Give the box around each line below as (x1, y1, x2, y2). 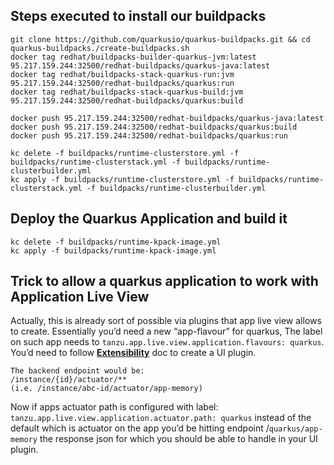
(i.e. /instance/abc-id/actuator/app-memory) (10, 384, 203, 394)
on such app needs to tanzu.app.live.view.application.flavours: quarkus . (10, 336, 325, 348)
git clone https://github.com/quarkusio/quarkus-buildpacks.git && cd (10, 34, 311, 44)
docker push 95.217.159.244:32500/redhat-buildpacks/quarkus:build (10, 122, 298, 132)
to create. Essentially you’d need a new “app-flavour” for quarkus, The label (10, 325, 323, 338)
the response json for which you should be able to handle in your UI (39, 433, 318, 445)
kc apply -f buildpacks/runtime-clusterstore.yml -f (10, 174, 235, 184)
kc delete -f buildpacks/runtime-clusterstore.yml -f (10, 148, 240, 158)
